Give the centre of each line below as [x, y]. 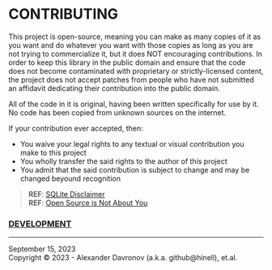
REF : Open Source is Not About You [88, 203]
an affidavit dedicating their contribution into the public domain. [115, 88]
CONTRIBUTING [64, 14]
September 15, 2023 [42, 249]
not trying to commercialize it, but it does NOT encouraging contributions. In [136, 54]
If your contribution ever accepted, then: [76, 128]
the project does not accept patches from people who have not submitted [132, 79]
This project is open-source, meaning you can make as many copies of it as [135, 36]
